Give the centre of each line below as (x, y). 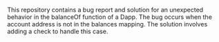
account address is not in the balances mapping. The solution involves (107, 24)
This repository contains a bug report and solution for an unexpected (105, 10)
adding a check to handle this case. (58, 31)
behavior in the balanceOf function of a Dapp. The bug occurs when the (110, 17)
